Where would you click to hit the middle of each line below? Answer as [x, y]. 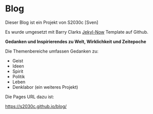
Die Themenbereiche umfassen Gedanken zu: [52, 51]
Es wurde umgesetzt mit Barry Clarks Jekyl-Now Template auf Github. [77, 32]
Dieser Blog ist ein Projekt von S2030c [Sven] [52, 22]
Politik [19, 76]
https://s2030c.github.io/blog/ [36, 106]
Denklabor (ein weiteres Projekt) [45, 87]
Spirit [18, 71]
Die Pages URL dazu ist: [30, 97]
